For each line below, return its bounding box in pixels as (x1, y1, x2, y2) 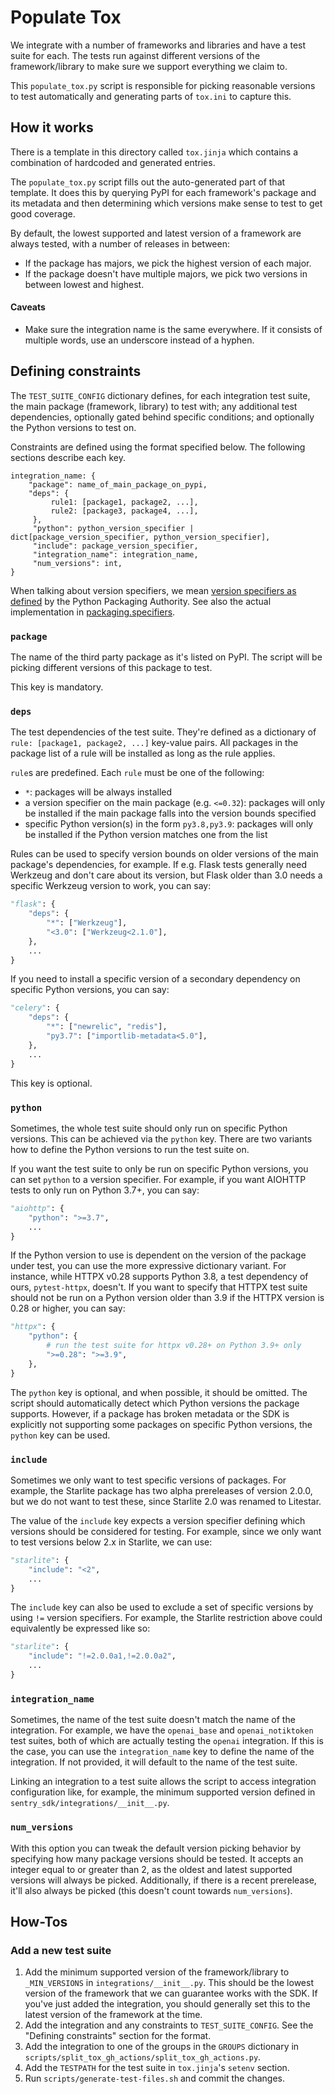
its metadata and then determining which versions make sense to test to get (10, 197, 323, 209)
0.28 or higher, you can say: (10, 1302, 126, 1315)
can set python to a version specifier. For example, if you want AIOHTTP (10, 1173, 307, 1185)
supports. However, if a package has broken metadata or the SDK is (10, 1407, 290, 1420)
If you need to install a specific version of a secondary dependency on (10, 973, 301, 985)
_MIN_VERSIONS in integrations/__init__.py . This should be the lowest (24, 1977, 314, 1989)
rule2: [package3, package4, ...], (50, 506, 199, 516)
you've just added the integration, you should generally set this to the (24, 1998, 311, 2010)
